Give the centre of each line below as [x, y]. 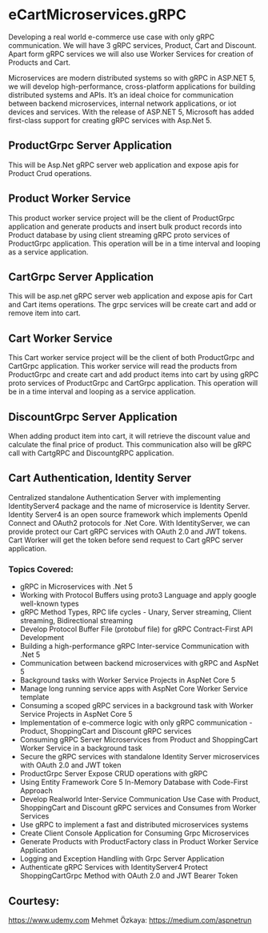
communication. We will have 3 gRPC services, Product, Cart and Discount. [132, 45]
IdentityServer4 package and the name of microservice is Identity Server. [129, 506]
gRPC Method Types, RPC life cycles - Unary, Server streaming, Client [136, 612]
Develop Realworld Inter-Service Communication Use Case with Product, [140, 799]
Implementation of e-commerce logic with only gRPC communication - [136, 723]
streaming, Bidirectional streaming [76, 621]
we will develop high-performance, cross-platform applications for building [132, 86]
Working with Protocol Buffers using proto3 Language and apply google [138, 595]
